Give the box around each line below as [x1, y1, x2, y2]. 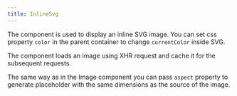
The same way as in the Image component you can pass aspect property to [7, 73, 228, 81]
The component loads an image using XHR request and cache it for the [7, 51, 216, 60]
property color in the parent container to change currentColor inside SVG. [7, 37, 226, 46]
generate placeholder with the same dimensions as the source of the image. [7, 80, 231, 89]
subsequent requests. [7, 58, 72, 68]
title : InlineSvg [7, 10, 59, 18]
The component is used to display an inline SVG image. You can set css [7, 30, 217, 38]
